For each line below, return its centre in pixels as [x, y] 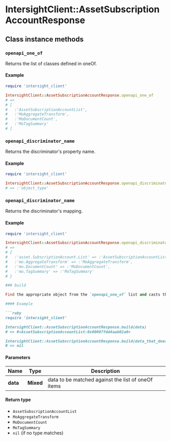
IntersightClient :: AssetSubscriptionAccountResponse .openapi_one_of [79, 95]
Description [105, 371]
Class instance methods [45, 39]
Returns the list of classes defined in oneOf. [51, 63]
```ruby [13, 313]
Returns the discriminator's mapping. [44, 211]
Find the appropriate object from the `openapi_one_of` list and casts [83, 295]
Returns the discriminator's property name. [50, 151]
